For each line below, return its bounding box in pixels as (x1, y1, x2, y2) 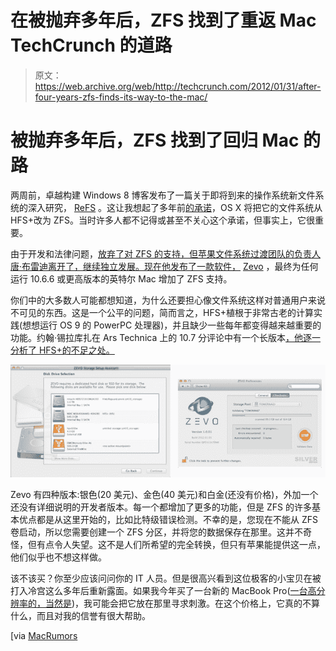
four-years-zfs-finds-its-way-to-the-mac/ (34, 91, 208, 103)
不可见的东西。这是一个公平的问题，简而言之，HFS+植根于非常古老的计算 (10, 306, 314, 318)
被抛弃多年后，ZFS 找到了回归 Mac (10, 129, 300, 152)
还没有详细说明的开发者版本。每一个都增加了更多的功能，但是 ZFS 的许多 (10, 501, 312, 513)
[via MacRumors (10, 629, 78, 641)
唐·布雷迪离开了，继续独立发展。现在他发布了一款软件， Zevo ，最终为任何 (10, 260, 319, 272)
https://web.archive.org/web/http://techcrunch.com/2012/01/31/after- (34, 80, 322, 92)
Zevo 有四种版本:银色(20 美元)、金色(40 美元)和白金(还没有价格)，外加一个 (10, 488, 319, 500)
